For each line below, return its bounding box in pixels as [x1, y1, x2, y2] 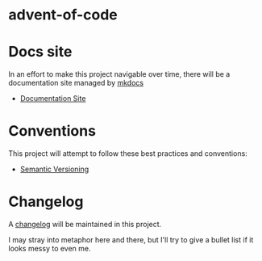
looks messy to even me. [8, 244, 91, 253]
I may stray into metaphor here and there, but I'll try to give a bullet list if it [8, 235, 254, 244]
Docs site [8, 43, 73, 61]
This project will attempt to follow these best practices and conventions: [8, 149, 247, 158]
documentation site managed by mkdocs [8, 78, 143, 88]
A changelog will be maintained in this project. [8, 220, 162, 229]
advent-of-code [8, 6, 119, 24]
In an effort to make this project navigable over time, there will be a [8, 69, 231, 79]
